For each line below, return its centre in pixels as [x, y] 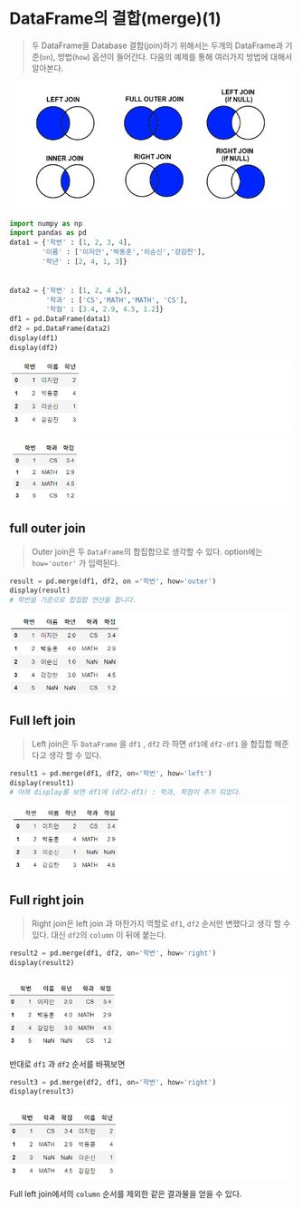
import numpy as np [46, 223]
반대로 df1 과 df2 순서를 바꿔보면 [67, 1064]
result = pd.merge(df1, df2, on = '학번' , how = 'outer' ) [113, 581]
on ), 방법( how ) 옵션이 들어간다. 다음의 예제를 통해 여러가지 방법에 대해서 [167, 56]
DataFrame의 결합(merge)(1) [115, 19]
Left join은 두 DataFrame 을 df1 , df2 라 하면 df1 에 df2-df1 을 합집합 [152, 744]
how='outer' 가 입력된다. [75, 562]
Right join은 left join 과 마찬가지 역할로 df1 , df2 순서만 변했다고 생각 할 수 [161, 923]
